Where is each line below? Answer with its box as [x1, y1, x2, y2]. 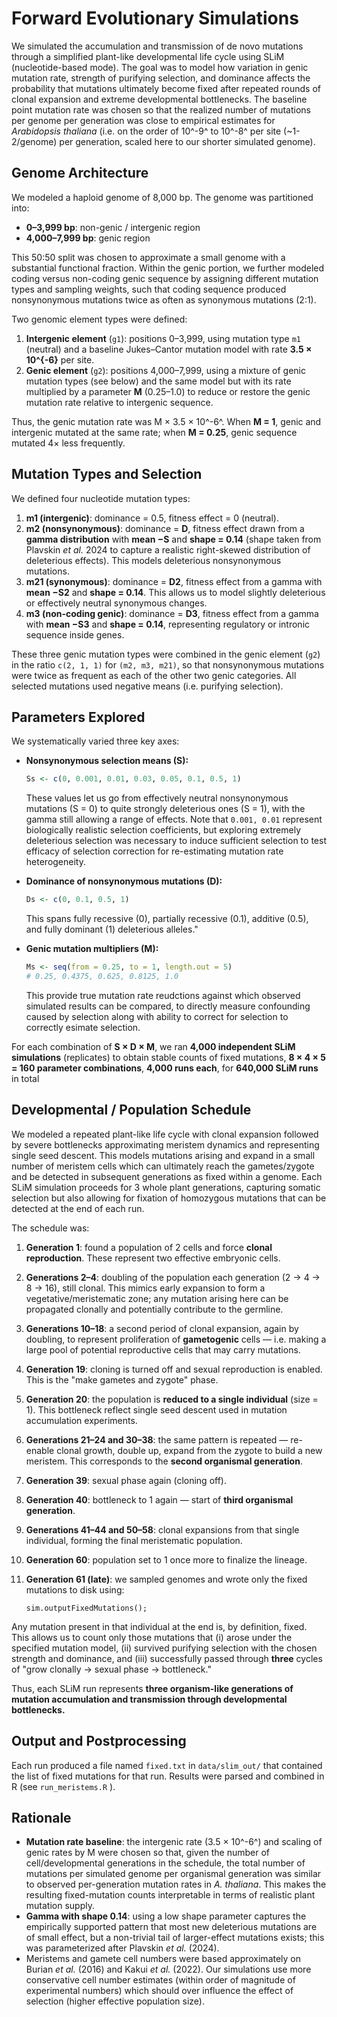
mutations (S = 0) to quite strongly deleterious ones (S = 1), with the [25, 803, 306, 815]
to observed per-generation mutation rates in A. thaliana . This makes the [25, 1878, 327, 1891]
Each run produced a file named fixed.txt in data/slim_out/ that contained [11, 1759, 323, 1771]
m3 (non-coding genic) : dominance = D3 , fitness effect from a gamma [25, 607, 319, 619]
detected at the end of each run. [11, 1202, 145, 1214]
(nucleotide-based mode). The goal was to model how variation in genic [11, 61, 309, 73]
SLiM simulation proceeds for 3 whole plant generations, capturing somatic [11, 1181, 321, 1193]
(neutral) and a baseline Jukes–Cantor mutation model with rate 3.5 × [25, 343, 313, 355]
